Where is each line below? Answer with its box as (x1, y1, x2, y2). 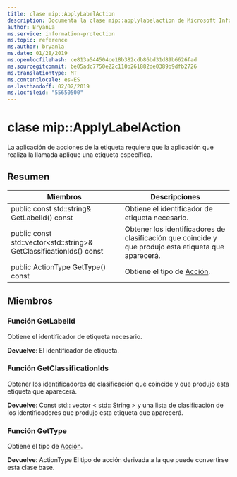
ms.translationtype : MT (7, 69, 78, 76)
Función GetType (7, 425, 67, 435)
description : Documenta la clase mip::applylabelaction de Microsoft (7, 17, 217, 24)
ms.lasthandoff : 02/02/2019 (7, 83, 90, 90)
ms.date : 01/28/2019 (7, 50, 68, 57)
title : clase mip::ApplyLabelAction (7, 10, 115, 18)
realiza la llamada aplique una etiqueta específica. (7, 151, 153, 159)
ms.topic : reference (7, 37, 68, 44)
